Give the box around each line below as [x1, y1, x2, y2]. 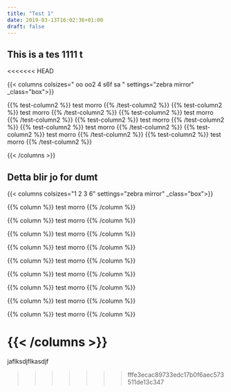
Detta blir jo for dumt [7, 171, 98, 183]
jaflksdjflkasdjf [7, 357, 49, 365]
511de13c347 [127, 377, 165, 386]
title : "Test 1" [7, 10, 54, 17]
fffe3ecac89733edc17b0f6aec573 [127, 371, 225, 379]
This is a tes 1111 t [7, 48, 83, 60]
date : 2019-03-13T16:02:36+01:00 [7, 17, 104, 24]
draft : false [7, 23, 45, 30]
